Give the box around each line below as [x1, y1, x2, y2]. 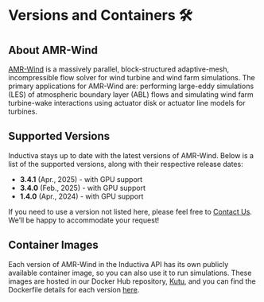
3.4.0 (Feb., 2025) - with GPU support [19, 183, 146, 192]
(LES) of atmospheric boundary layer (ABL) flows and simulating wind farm [8, 90, 254, 99]
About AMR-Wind [8, 43, 98, 56]
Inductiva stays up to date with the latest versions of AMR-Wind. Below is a [8, 150, 254, 160]
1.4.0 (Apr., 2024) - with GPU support [19, 192, 144, 201]
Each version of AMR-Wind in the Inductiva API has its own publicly [8, 259, 229, 269]
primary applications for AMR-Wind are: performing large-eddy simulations [8, 81, 254, 91]
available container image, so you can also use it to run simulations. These [8, 268, 252, 277]
